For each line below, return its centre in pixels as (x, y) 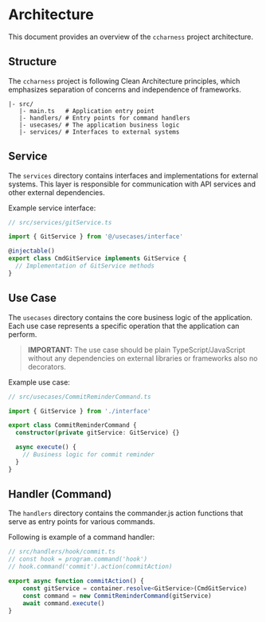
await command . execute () (64, 603)
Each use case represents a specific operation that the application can (124, 326)
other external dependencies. (57, 192)
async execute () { (46, 448)
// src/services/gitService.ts (60, 222)
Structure (33, 62)
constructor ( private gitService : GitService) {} (98, 433)
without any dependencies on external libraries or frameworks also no (143, 358)
